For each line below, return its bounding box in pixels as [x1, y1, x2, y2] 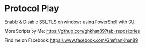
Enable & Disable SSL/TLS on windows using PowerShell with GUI [4, 19, 136, 24]
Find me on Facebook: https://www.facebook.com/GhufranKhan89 [4, 37, 138, 43]
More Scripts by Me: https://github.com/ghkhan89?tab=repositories [4, 28, 140, 34]
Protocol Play [4, 3, 59, 14]
